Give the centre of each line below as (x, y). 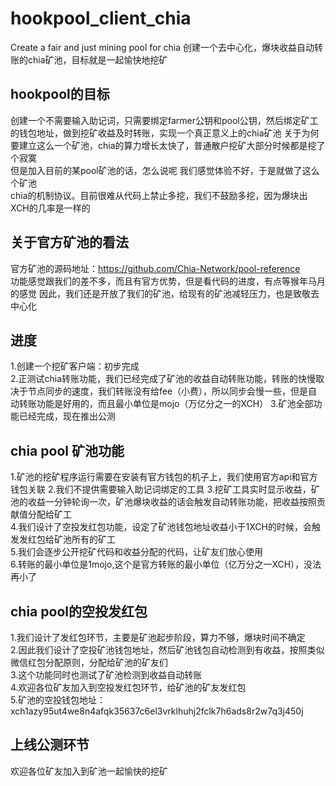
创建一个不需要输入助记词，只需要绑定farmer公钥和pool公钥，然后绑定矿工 (164, 120)
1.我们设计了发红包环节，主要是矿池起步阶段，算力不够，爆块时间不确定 (158, 637)
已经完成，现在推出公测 (67, 416)
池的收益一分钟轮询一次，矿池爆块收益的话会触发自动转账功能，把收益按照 (163, 502)
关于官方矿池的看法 (69, 242)
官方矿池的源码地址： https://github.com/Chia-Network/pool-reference (155, 268)
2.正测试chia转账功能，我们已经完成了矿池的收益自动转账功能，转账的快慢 (163, 379)
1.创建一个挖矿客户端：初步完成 (75, 366)
